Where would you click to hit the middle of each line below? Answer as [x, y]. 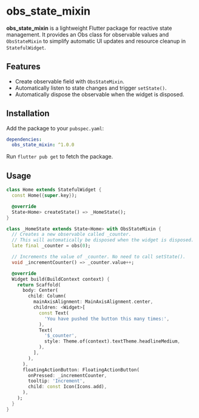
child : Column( [47, 296]
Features [23, 67]
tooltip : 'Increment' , [57, 381]
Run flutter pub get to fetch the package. [60, 157]
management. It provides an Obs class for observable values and [88, 34]
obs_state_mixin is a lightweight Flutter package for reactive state [89, 28]
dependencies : [24, 139]
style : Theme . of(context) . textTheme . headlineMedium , [113, 342]
